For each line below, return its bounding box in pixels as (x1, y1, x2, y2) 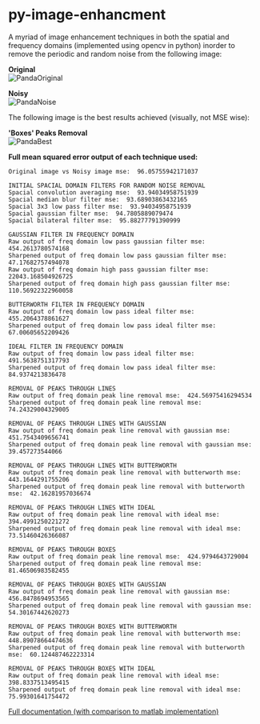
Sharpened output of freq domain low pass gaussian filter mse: (8, 251, 227, 259)
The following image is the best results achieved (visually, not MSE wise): (8, 112, 250, 122)
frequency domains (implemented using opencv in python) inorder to (8, 40, 236, 50)
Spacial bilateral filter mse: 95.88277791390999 (8, 216, 181, 225)
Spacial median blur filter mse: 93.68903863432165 (8, 195, 188, 203)
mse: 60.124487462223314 (8, 650, 94, 658)
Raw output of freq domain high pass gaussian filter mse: (8, 266, 210, 274)
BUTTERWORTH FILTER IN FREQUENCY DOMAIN (8, 300, 146, 309)
